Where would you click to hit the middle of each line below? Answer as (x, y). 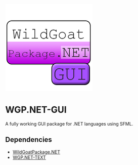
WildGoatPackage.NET (36, 152)
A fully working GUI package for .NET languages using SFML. (69, 123)
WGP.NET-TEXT (29, 157)
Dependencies (29, 140)
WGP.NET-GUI (36, 110)
